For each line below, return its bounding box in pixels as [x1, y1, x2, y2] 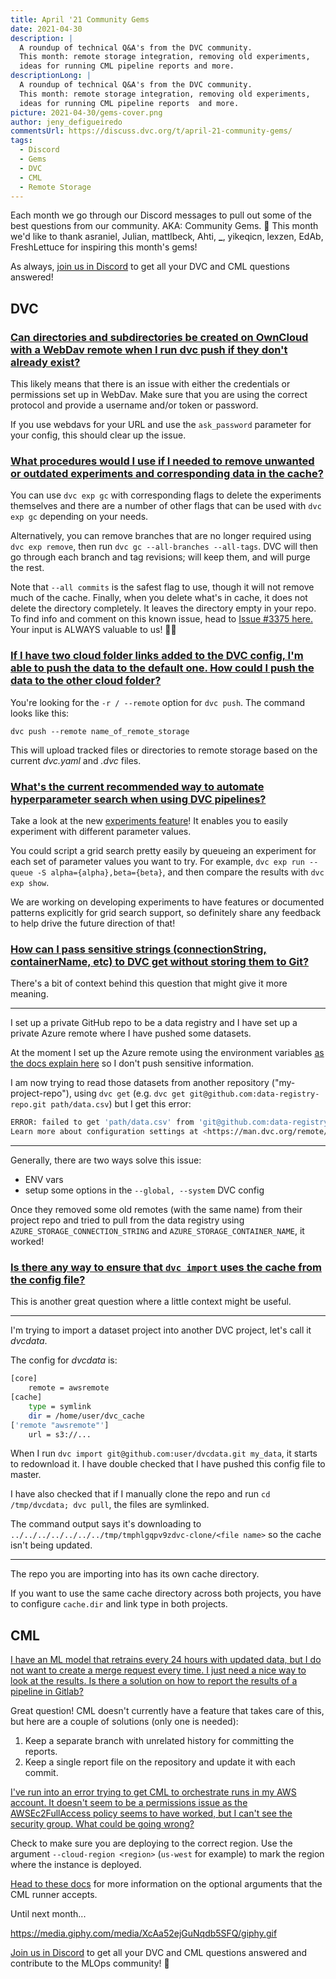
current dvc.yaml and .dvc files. [10, 754, 142, 766]
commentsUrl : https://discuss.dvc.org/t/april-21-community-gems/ [10, 126, 293, 136]
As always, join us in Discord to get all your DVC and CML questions [10, 261, 290, 273]
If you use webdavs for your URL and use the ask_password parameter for [10, 419, 312, 431]
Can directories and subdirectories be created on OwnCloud [10, 330, 309, 344]
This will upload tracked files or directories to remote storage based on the [10, 744, 318, 756]
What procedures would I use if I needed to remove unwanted [10, 454, 315, 468]
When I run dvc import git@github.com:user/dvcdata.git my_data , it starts [10, 1447, 318, 1460]
